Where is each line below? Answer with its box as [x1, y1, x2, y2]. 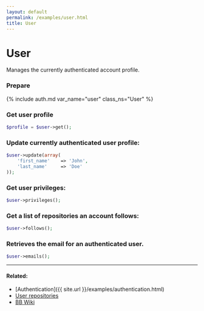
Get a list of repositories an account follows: [6, 212, 140, 220]
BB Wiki [15, 298, 35, 306]
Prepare [6, 81, 30, 90]
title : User [6, 20, 36, 26]
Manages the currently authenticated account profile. [6, 66, 140, 73]
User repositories [15, 292, 59, 299]
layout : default [6, 8, 47, 15]
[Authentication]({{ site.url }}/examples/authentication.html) [15, 286, 165, 293]
